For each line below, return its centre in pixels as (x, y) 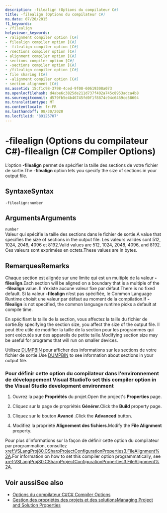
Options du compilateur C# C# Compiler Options (61, 495)
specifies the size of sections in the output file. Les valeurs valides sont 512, (83, 240)
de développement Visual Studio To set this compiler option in (81, 380)
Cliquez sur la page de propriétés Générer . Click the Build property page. (87, 407)
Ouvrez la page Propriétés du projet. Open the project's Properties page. (87, 397)
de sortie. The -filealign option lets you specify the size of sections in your (81, 170)
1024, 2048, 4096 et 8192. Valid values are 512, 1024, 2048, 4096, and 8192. (83, 245)
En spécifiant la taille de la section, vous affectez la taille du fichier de (76, 319)
